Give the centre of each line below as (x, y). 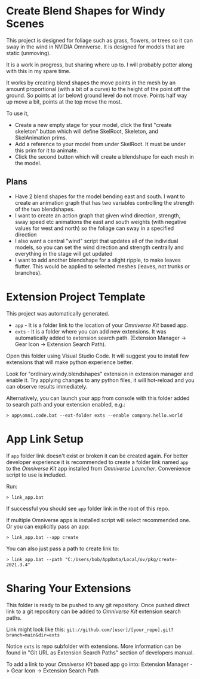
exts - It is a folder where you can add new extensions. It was (90, 331)
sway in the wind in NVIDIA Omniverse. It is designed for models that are (96, 47)
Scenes (25, 24)
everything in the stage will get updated (64, 253)
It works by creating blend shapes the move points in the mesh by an (91, 83)
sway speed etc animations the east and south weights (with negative (101, 222)
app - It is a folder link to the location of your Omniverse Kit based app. (101, 325)
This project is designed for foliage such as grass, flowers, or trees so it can (99, 40)
